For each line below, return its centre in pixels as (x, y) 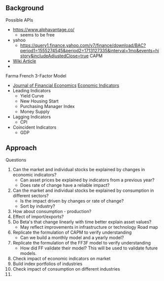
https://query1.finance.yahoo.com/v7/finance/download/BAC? (83, 45)
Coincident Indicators (34, 127)
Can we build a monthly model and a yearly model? (72, 237)
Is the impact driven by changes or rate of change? (72, 201)
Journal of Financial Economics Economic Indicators (66, 85)
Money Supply (35, 111)
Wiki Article (24, 61)
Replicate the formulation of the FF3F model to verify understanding (82, 243)
